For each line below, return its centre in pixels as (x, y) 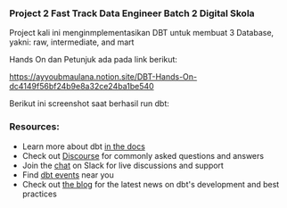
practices (40, 194)
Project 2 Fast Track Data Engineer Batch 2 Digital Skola (132, 13)
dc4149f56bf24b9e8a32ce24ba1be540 (82, 87)
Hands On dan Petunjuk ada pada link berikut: (94, 60)
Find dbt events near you (68, 175)
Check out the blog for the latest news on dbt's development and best (151, 184)
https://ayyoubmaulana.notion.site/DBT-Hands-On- (103, 77)
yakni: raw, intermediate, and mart (72, 42)
